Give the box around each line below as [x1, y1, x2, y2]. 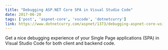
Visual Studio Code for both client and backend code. [5, 40, 115, 46]
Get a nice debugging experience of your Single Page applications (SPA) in [5, 35, 159, 41]
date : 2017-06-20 [5, 12, 41, 17]
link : [5, 21, 16, 26]
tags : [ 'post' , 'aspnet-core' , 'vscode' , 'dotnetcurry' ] [5, 16, 126, 21]
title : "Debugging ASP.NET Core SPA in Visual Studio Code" [5, 7, 133, 12]
